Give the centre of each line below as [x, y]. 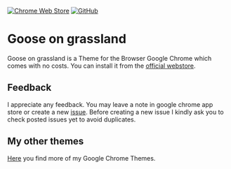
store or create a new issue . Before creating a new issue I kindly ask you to [115, 112]
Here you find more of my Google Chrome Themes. [81, 158]
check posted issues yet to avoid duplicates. [72, 119]
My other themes [46, 141]
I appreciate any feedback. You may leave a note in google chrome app [110, 104]
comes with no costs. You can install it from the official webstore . [101, 66]
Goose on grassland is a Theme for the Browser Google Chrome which [110, 58]
